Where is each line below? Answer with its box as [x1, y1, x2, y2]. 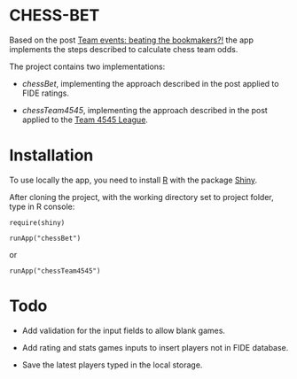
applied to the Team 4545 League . [21, 114, 149, 125]
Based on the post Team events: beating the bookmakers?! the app [9, 35, 254, 45]
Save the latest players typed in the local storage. [21, 360, 203, 370]
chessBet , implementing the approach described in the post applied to [21, 78, 279, 89]
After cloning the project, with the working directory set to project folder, [9, 191, 274, 202]
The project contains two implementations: [9, 61, 166, 72]
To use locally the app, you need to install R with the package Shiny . [9, 174, 258, 185]
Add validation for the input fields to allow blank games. [21, 325, 226, 336]
